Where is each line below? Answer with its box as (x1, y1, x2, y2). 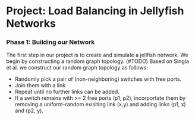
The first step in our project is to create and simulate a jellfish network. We (6, 52, 188, 59)
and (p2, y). (14, 107, 43, 114)
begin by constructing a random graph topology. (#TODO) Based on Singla (6, 58, 189, 65)
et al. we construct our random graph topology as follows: (6, 64, 149, 71)
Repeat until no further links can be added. (14, 88, 120, 96)
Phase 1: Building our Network (6, 38, 95, 46)
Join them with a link (14, 82, 66, 89)
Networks (6, 17, 56, 30)
